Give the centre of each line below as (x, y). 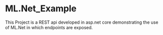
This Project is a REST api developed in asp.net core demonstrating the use (82, 22)
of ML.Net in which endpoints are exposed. (49, 27)
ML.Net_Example (41, 9)
